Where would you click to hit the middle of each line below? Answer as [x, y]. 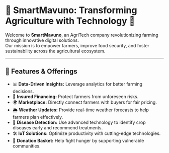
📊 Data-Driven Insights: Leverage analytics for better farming [77, 84]
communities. [27, 146]
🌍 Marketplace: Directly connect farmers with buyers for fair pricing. [84, 102]
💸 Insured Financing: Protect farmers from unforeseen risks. [75, 96]
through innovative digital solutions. [42, 40]
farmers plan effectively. [38, 117]
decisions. [23, 91]
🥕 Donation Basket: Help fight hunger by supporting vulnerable [78, 140]
